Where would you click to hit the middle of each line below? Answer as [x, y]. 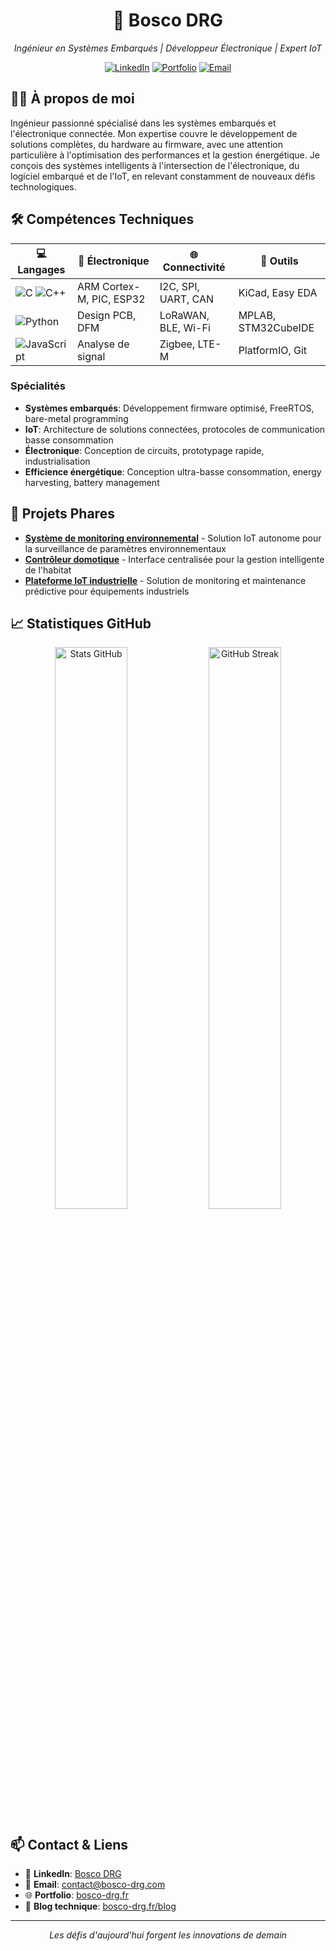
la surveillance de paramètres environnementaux [125, 548]
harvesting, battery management [92, 482]
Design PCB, [106, 315]
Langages [41, 269]
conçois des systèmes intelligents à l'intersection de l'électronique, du [155, 165]
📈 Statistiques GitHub [81, 624]
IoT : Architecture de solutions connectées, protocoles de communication [175, 429]
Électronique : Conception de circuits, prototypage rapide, [144, 450]
